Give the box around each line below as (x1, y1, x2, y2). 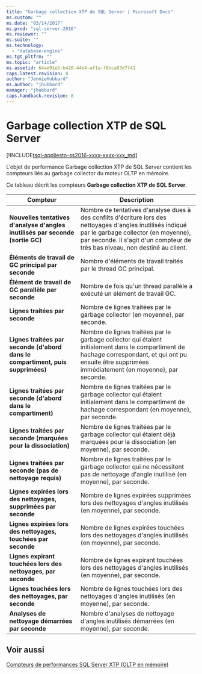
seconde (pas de (9, 466, 59, 475)
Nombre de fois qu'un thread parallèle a (80, 281, 193, 290)
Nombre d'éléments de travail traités (80, 257, 183, 265)
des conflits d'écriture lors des (80, 213, 167, 222)
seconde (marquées (9, 434, 68, 442)
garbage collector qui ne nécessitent (80, 462, 185, 470)
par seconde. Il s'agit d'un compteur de (80, 236, 191, 244)
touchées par (9, 534, 49, 543)
